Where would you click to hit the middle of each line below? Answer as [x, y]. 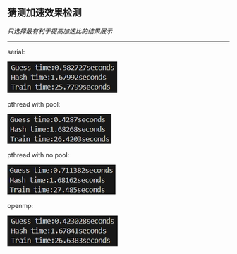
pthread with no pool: [38, 155]
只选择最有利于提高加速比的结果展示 [60, 31]
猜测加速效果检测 [44, 13]
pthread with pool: [34, 104]
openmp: [20, 205]
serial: [16, 52]
